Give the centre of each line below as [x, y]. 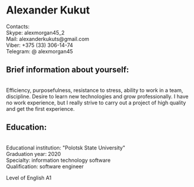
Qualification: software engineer [45, 166]
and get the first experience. [41, 108]
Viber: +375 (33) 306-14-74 [40, 45]
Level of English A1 [29, 178]
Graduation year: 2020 [34, 154]
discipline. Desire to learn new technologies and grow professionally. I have [97, 96]
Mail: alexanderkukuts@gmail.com [48, 39]
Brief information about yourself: [68, 70]
